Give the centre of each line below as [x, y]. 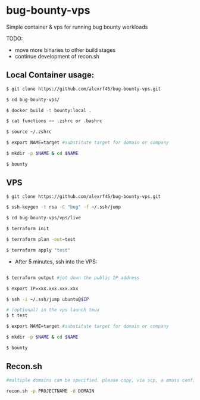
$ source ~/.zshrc [29, 132]
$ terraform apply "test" [38, 250]
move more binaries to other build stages [65, 50]
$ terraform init [28, 229]
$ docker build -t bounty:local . [49, 110]
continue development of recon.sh [57, 56]
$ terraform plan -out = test [41, 240]
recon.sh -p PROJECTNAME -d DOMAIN [50, 391]
